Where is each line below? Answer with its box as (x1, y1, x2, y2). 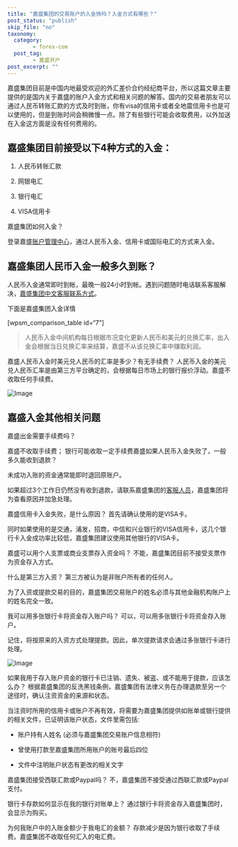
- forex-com (33, 43, 69, 50)
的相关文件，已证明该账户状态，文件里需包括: (7, 715, 140, 724)
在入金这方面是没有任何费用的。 (7, 119, 101, 128)
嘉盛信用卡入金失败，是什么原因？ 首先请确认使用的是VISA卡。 (7, 510, 191, 518)
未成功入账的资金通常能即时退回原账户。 (7, 471, 125, 479)
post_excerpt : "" (7, 63, 59, 70)
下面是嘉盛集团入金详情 (7, 305, 76, 313)
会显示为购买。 (7, 809, 51, 817)
